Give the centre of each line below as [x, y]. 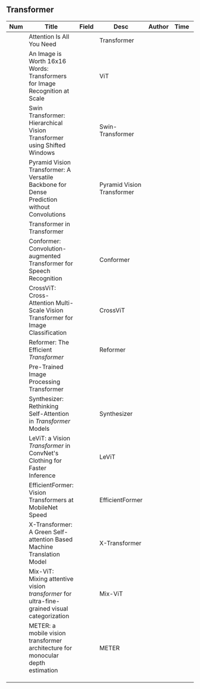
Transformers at [51, 500]
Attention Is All [49, 36]
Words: [39, 68]
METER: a [42, 625]
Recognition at [49, 90]
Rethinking [44, 406]
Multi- [65, 303]
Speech [40, 271]
